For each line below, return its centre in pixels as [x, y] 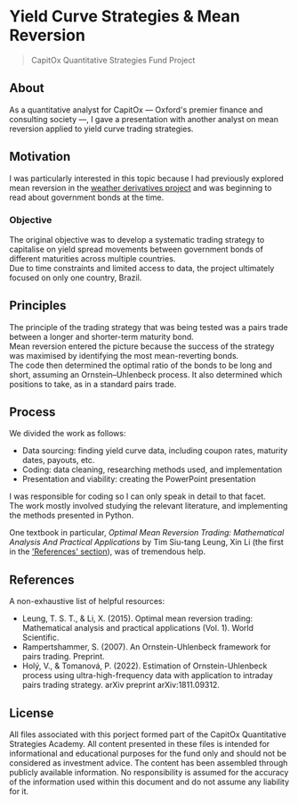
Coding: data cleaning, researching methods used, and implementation [152, 469]
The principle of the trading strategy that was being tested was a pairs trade [149, 327]
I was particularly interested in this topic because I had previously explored [147, 178]
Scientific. [40, 638]
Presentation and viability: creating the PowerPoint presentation [139, 479]
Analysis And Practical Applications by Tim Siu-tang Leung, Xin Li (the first [147, 543]
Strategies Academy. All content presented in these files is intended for [140, 744]
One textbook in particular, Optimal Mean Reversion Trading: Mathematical [147, 533]
